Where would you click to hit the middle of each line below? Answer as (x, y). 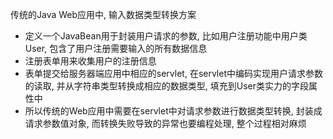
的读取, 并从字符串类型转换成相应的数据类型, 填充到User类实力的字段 (166, 86)
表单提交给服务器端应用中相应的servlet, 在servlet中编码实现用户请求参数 (173, 73)
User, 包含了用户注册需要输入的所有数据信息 (116, 48)
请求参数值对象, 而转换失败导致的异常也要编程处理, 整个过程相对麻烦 (165, 123)
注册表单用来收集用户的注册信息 (90, 61)
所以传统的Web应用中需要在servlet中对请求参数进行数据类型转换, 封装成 (173, 111)
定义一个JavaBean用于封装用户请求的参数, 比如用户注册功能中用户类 (166, 36)
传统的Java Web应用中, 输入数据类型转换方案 (103, 14)
